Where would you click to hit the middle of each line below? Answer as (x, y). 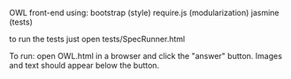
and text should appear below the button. (84, 65)
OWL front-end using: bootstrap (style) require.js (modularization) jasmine (145, 13)
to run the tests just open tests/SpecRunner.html (97, 39)
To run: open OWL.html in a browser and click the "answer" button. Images (146, 56)
